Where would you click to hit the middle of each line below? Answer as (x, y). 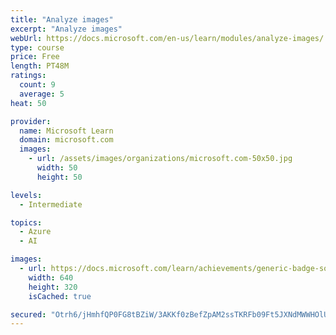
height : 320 (53, 287)
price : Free (35, 57)
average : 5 (42, 94)
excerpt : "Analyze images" (66, 29)
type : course (37, 47)
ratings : (28, 76)
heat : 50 (28, 103)
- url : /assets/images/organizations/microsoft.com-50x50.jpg (160, 159)
